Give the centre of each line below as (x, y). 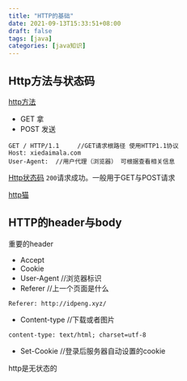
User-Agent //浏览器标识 (61, 278)
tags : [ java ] (30, 38)
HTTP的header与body (65, 223)
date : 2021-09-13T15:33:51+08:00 (65, 23)
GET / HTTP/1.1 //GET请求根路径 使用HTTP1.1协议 (94, 146)
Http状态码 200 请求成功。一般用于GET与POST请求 (92, 177)
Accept (32, 260)
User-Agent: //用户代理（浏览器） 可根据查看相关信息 (92, 161)
